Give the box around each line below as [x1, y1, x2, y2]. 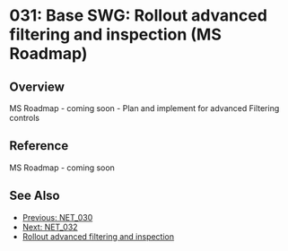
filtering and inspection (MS [9, 24, 223, 45]
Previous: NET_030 [22, 212, 93, 222]
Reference [9, 138, 69, 153]
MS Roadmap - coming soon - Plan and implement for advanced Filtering [9, 103, 280, 113]
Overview [9, 79, 65, 94]
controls [9, 113, 40, 123]
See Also [9, 188, 60, 203]
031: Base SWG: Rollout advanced [9, 5, 267, 26]
